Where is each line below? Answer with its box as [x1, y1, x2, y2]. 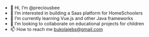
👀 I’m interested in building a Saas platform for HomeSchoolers [10, 10, 143, 16]
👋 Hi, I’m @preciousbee [10, 5, 60, 10]
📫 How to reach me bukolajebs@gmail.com [10, 26, 103, 32]
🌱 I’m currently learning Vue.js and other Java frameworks [10, 15, 133, 21]
